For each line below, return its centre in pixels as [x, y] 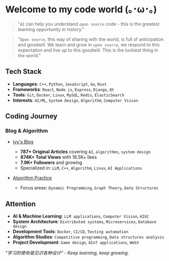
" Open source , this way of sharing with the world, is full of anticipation [91, 39]
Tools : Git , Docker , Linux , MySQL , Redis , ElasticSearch [68, 94]
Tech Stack [23, 72]
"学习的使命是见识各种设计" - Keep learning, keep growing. [67, 253]
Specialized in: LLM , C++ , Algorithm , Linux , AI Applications [81, 168]
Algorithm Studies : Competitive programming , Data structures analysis [88, 237]
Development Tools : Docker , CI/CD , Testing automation [71, 231]
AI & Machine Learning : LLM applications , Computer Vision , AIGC [81, 216]
